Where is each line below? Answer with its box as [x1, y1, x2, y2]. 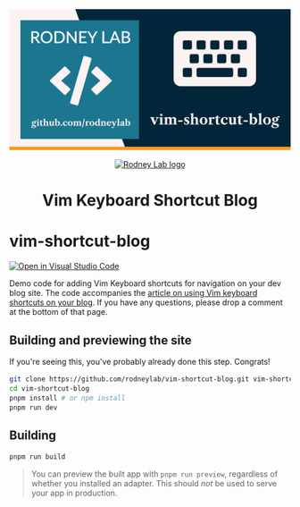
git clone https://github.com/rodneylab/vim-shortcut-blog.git [9, 375, 250, 384]
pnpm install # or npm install [9, 393, 126, 402]
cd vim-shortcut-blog [9, 384, 90, 393]
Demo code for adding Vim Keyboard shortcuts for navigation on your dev [9, 278, 281, 289]
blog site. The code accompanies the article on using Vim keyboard [9, 288, 258, 299]
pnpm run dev [9, 402, 58, 412]
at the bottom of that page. [9, 307, 109, 317]
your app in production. [30, 487, 118, 499]
